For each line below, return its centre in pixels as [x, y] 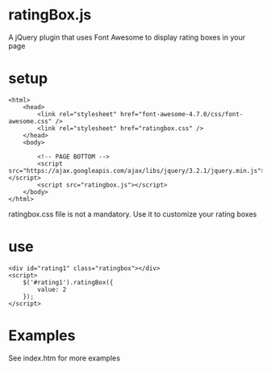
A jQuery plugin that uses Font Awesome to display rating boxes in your [127, 37]
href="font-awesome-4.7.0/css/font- [181, 114]
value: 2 [52, 289]
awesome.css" [30, 121]
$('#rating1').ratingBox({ [68, 282]
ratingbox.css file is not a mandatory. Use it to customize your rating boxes [133, 214]
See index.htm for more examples [65, 358]
